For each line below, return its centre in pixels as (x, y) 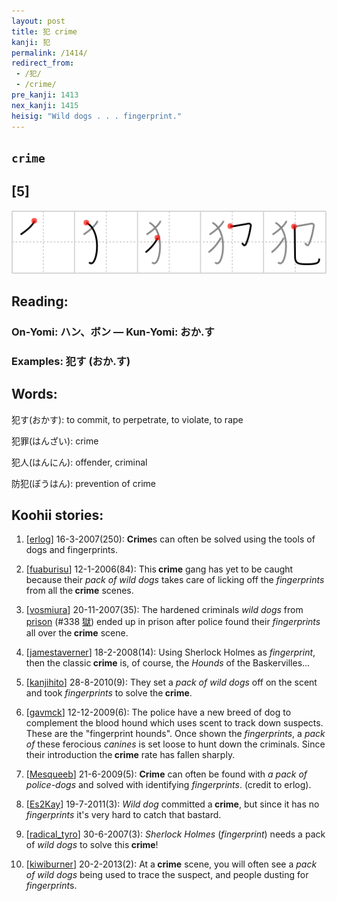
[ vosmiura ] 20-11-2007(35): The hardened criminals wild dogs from (164, 610)
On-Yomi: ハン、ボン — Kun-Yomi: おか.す (113, 332)
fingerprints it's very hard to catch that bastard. (123, 815)
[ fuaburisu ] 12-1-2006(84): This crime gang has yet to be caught (159, 569)
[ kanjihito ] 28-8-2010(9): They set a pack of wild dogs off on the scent (171, 682)
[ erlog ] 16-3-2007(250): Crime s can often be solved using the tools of (170, 539)
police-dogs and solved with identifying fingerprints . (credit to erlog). (168, 785)
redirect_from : (43, 63)
